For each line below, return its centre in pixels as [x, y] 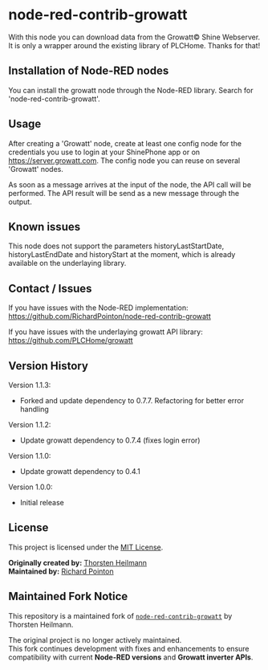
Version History [48, 366]
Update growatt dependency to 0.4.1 [80, 471]
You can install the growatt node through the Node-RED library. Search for [131, 90]
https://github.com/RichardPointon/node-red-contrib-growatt [110, 317]
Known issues [45, 227]
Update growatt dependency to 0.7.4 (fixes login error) [110, 440]
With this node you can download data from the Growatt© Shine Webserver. [134, 37]
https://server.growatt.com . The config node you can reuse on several [124, 160]
